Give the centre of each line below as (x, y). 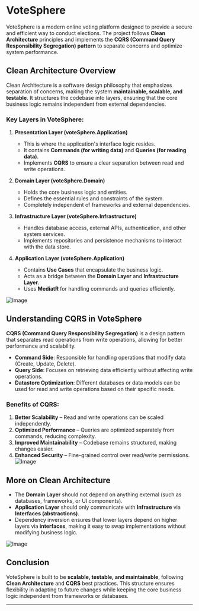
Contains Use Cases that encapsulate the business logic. (93, 270)
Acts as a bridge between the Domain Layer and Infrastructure (101, 276)
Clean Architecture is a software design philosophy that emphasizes (89, 85)
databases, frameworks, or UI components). (68, 500)
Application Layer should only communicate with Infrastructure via (97, 507)
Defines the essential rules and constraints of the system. (94, 199)
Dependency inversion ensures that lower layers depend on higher (96, 519)
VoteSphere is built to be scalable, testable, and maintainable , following (95, 577)
